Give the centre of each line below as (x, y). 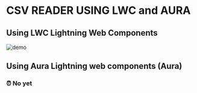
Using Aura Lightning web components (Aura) (94, 66)
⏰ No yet (19, 83)
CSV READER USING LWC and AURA (98, 11)
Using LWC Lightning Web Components (82, 33)
